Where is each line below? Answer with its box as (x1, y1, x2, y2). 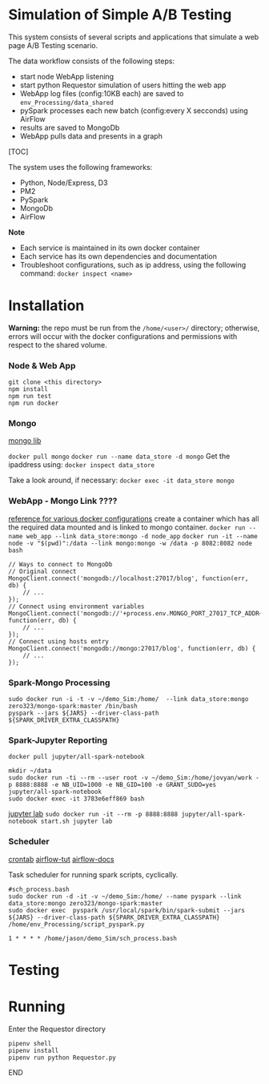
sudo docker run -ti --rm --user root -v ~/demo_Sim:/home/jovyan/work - (8, 774, 260, 782)
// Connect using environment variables (8, 602, 146, 611)
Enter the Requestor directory (8, 1024, 106, 1034)
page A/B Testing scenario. (8, 40, 98, 50)
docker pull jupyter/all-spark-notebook (8, 753, 146, 761)
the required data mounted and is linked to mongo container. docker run (8, 522, 246, 532)
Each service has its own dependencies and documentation (19, 251, 218, 261)
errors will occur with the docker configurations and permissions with (8, 331, 238, 341)
